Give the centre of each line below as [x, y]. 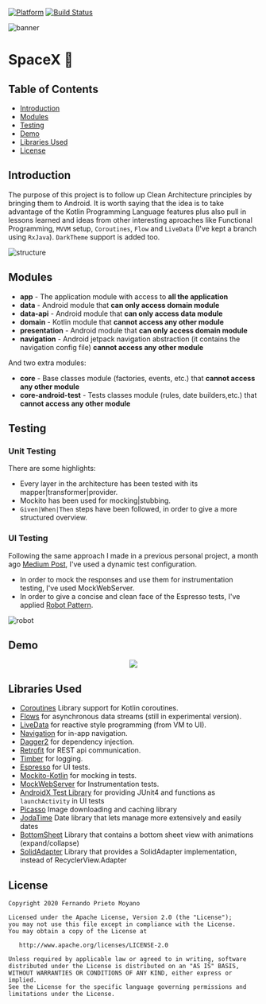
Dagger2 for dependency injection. [77, 742]
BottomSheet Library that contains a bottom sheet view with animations [137, 835]
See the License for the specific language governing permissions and [127, 987]
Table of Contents [54, 89]
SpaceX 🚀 [41, 60]
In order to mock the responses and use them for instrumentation [126, 579]
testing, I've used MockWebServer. [77, 588]
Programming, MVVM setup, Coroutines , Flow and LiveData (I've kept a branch [132, 228]
